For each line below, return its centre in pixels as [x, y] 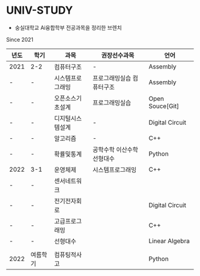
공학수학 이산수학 [115, 150]
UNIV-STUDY [40, 10]
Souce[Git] [164, 106]
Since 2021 [20, 39]
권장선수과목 [118, 55]
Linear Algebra [169, 241]
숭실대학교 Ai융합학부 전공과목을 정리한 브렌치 [68, 27]
